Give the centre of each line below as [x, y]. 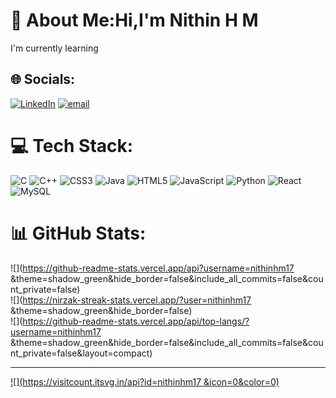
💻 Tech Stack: [72, 145]
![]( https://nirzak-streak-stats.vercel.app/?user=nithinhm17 [131, 300]
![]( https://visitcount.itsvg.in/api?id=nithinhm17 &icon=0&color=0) [145, 381]
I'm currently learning [54, 48]
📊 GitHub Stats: [78, 233]
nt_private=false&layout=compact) [81, 353]
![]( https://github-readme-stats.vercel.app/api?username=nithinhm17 [152, 268]
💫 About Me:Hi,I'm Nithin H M [134, 20]
